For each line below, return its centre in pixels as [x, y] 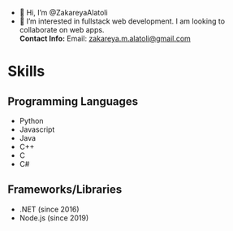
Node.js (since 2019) [54, 218]
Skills [26, 71]
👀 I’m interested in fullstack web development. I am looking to [122, 21]
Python [31, 121]
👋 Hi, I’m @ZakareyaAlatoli [63, 13]
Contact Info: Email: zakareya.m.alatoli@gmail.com [105, 38]
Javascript [37, 129]
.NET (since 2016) [49, 209]
